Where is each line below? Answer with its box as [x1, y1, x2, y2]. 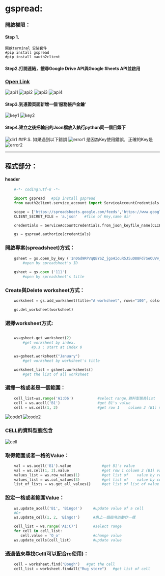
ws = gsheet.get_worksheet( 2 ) [14, 336, 71, 341]
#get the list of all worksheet [23, 372, 89, 377]
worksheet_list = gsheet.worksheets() [14, 367, 93, 372]
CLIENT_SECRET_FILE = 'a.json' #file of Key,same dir [14, 214, 131, 219]
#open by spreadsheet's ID [23, 260, 78, 265]
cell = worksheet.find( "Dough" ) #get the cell [14, 562, 115, 567]
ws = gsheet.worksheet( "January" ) [14, 354, 80, 359]
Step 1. [5, 34, 20, 40]
